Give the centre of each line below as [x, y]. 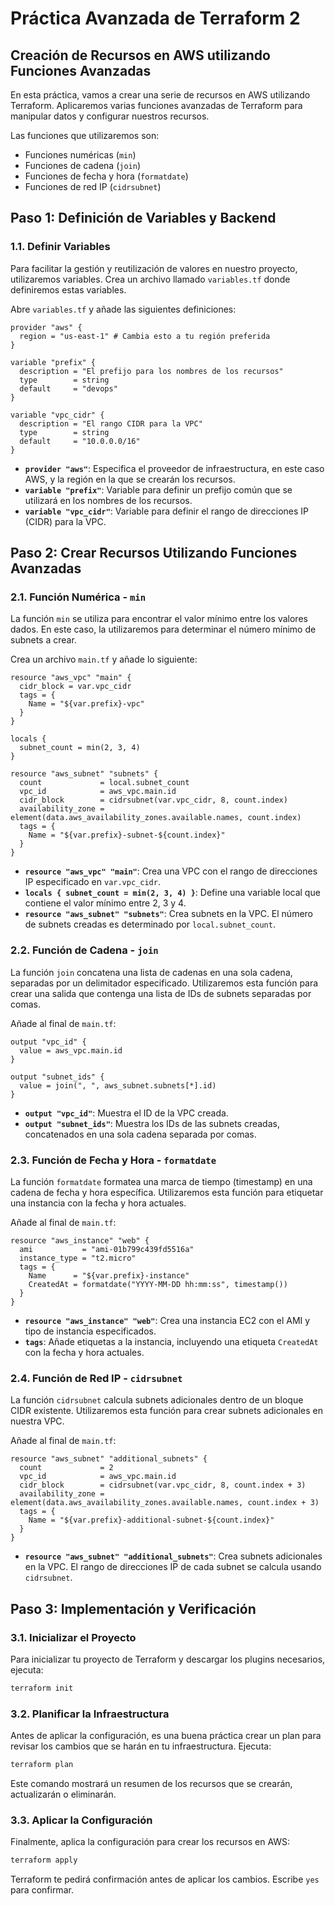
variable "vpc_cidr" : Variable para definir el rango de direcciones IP [167, 511]
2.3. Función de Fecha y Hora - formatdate [113, 1160]
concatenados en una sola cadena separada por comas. [140, 1134]
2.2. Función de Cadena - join [84, 950]
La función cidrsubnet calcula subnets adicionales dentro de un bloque [157, 1400]
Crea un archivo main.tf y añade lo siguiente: [104, 659]
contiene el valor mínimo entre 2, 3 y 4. [105, 903]
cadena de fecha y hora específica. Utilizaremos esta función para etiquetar [167, 1192]
